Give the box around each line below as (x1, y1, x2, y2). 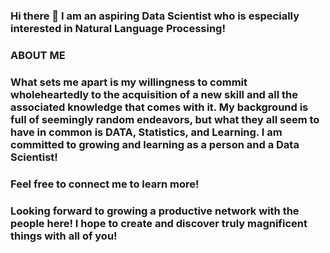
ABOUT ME (10, 48, 66, 62)
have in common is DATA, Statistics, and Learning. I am (10, 125, 283, 139)
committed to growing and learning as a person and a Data (10, 137, 300, 151)
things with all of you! (10, 229, 118, 243)
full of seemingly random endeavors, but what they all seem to (10, 112, 320, 126)
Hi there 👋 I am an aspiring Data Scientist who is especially (10, 9, 300, 23)
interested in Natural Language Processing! (10, 21, 226, 35)
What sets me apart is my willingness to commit (10, 75, 248, 89)
